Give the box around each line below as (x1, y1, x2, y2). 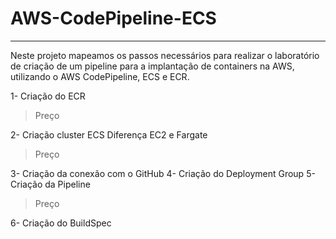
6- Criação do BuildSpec (10, 217, 112, 229)
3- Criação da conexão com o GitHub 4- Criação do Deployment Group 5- (10, 167, 316, 179)
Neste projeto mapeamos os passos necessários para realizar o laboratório (10, 49, 320, 61)
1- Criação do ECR (10, 90, 86, 102)
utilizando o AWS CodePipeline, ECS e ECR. (10, 70, 190, 82)
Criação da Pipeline (10, 178, 91, 190)
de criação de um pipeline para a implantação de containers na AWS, (10, 60, 295, 72)
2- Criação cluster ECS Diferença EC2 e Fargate (10, 128, 208, 141)
